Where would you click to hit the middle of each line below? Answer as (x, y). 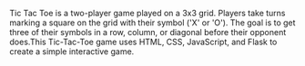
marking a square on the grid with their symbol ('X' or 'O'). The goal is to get (152, 23)
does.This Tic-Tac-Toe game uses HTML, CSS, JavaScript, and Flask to (143, 42)
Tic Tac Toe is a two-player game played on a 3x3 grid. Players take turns (147, 13)
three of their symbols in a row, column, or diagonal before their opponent (148, 32)
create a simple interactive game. (72, 52)
